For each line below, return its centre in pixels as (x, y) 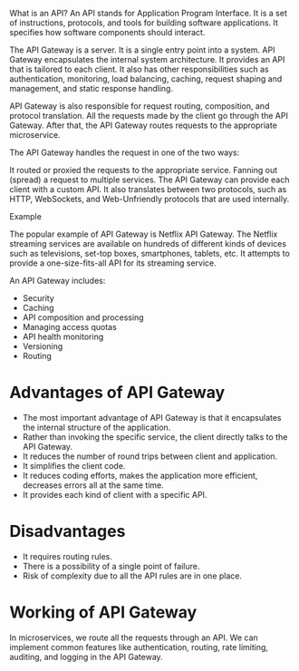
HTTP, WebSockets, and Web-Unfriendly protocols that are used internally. (149, 199)
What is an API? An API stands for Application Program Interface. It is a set (148, 13)
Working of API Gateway (103, 613)
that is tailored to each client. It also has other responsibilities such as (139, 69)
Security (38, 298)
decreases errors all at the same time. (93, 485)
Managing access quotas (70, 327)
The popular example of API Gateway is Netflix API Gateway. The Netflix (144, 234)
